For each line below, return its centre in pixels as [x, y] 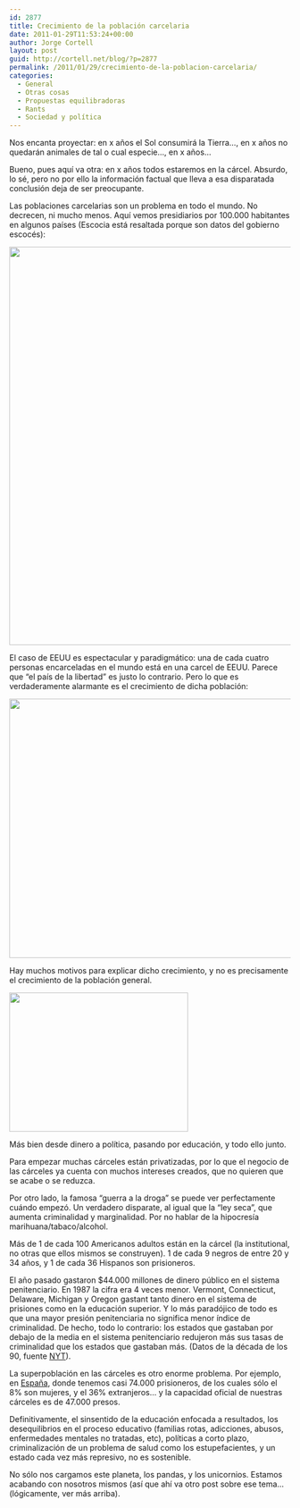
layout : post [33, 51]
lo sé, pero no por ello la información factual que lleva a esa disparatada [142, 179]
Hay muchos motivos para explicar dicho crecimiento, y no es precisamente [149, 971]
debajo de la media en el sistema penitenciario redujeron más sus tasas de [146, 1337]
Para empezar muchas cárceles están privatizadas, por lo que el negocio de [149, 1162]
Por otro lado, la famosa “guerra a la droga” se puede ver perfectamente [142, 1198]
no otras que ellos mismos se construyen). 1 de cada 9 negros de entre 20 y [149, 1253]
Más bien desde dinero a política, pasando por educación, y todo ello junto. [148, 1144]
